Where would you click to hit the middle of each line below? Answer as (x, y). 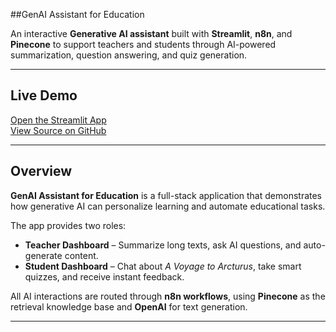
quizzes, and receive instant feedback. (104, 276)
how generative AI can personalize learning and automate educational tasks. (168, 206)
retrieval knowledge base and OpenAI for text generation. (129, 306)
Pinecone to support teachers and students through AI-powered (143, 44)
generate (43, 255)
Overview (41, 171)
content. (81, 255)
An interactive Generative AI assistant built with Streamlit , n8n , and (151, 33)
